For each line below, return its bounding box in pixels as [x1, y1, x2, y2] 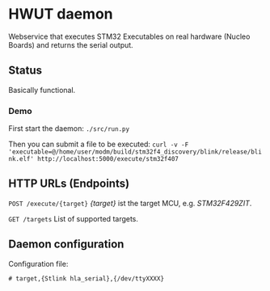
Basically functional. [8, 85, 76, 95]
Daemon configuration [8, 238, 124, 251]
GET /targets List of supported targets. [8, 213, 139, 223]
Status [8, 64, 43, 78]
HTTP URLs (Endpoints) [8, 177, 130, 191]
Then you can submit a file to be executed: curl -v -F [8, 139, 189, 150]
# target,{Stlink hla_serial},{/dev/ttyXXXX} [8, 274, 164, 283]
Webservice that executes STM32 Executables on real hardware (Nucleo [8, 32, 251, 41]
